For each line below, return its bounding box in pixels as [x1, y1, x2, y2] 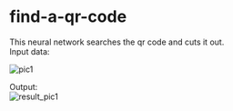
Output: [9, 81, 38, 92]
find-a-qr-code [9, 6, 127, 27]
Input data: [9, 45, 50, 56]
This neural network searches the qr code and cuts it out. [9, 36, 225, 47]
